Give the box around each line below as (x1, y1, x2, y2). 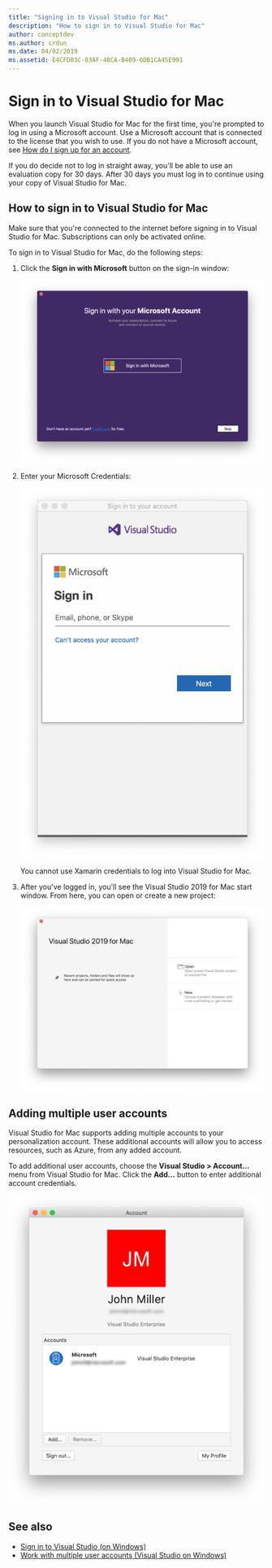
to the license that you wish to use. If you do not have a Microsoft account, (8, 136, 258, 146)
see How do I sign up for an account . (8, 145, 132, 155)
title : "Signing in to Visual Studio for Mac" (8, 13, 169, 21)
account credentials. (8, 1178, 77, 1188)
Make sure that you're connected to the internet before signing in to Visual (8, 223, 257, 233)
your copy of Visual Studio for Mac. (8, 177, 127, 187)
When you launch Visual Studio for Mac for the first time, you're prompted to (8, 119, 265, 128)
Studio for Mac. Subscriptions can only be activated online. (8, 232, 206, 242)
